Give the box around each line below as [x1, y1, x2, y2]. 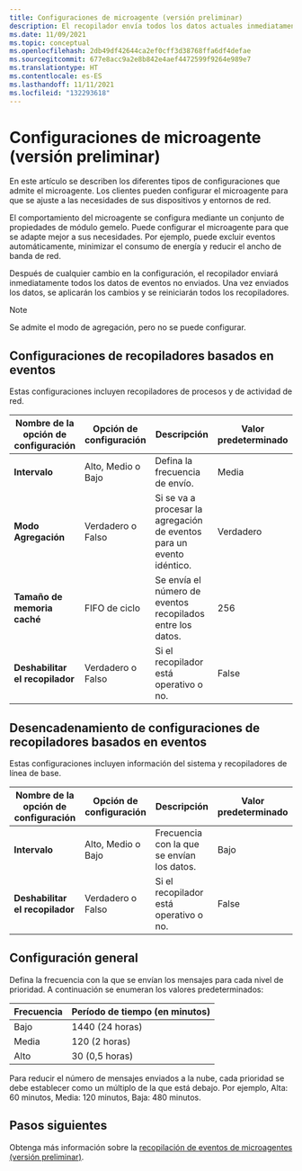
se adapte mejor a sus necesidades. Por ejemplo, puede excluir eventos [9, 231, 276, 243]
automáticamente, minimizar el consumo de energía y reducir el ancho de [9, 241, 282, 252]
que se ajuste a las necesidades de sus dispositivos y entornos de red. [9, 195, 271, 206]
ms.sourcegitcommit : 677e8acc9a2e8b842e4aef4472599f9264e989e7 [9, 55, 252, 64]
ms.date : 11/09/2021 [9, 30, 87, 39]
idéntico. [155, 559, 191, 572]
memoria [13, 602, 53, 614]
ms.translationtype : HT [9, 64, 99, 73]
